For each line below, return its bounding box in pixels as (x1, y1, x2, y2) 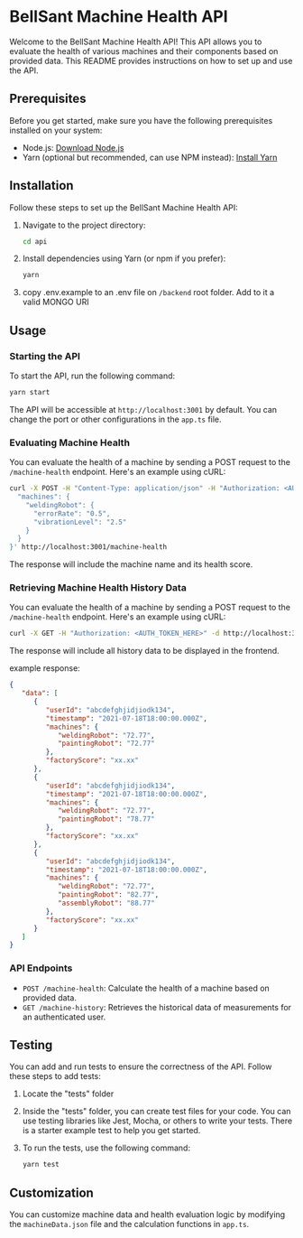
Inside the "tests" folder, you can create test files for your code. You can (22, 1106, 291, 1117)
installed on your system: (9, 125, 103, 135)
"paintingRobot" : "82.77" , (57, 890, 160, 899)
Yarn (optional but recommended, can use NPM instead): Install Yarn (22, 152, 278, 163)
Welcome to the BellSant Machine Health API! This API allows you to (9, 36, 262, 47)
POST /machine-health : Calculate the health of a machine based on (22, 982, 271, 993)
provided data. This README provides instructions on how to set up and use (9, 55, 293, 66)
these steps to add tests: (9, 1071, 101, 1082)
